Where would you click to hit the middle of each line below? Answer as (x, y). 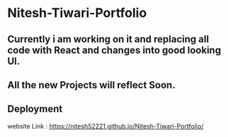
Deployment (35, 109)
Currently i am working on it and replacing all (108, 39)
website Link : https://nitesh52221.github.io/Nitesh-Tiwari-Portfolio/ (106, 126)
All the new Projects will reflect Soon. (91, 85)
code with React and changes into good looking (114, 50)
